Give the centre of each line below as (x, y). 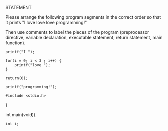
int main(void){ (21, 115)
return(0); (17, 78)
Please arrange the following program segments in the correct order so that (83, 17)
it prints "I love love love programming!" (46, 22)
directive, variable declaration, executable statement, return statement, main (84, 37)
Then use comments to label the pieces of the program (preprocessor (77, 32)
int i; (12, 124)
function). (15, 43)
